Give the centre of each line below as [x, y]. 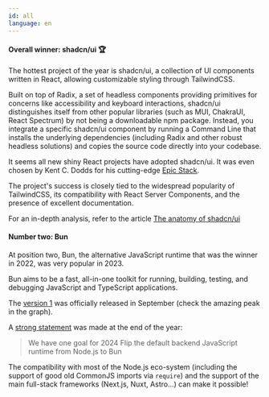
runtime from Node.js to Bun [75, 351]
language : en [30, 23]
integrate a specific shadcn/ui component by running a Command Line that [132, 129]
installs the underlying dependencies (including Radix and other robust [125, 137]
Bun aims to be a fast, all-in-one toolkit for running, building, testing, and [128, 279]
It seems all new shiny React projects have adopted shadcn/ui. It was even [131, 161]
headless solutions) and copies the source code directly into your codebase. [135, 146]
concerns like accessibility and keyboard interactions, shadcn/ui [114, 103]
